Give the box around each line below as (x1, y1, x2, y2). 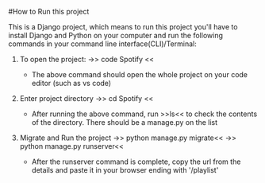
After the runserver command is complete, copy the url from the (31, 157, 241, 166)
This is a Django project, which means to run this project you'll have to (8, 22, 238, 31)
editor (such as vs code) (31, 79, 112, 88)
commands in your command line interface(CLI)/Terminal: (8, 39, 197, 49)
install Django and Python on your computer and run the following (8, 31, 224, 40)
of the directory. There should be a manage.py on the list (31, 118, 218, 127)
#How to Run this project (8, 7, 90, 16)
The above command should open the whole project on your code (31, 70, 248, 79)
